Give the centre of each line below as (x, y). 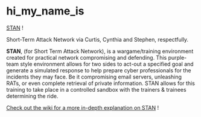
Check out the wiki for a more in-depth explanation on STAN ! (83, 107)
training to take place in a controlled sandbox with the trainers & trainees (96, 89)
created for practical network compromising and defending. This (87, 57)
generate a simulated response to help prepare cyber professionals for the (99, 70)
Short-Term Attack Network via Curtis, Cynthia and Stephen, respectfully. (97, 39)
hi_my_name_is (45, 11)
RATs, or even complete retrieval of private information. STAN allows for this (101, 83)
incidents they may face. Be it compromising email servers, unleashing (94, 77)
